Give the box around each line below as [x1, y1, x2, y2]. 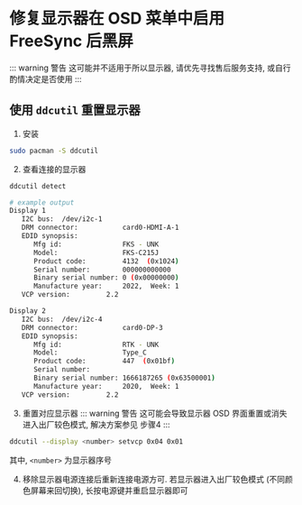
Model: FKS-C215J [32, 248, 160, 257]
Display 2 [9, 307, 47, 316]
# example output [9, 197, 75, 207]
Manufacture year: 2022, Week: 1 [32, 281, 179, 291]
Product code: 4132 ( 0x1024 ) [32, 256, 179, 266]
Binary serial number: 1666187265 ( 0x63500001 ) [32, 373, 216, 382]
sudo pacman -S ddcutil [9, 146, 99, 155]
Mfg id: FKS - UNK [32, 240, 160, 249]
